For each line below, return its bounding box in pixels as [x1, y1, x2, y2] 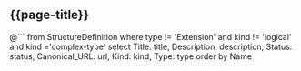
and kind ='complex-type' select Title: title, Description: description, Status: [9, 41, 293, 52]
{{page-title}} [9, 7, 90, 23]
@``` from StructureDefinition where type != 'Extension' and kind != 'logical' [9, 31, 292, 42]
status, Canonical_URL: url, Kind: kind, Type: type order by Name [9, 50, 253, 62]
